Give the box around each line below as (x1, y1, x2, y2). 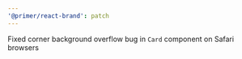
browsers (7, 42, 40, 53)
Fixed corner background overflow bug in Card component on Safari (7, 34, 235, 44)
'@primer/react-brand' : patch (7, 11, 110, 20)
